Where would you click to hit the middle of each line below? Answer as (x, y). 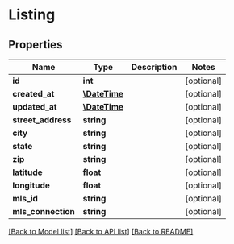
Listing (32, 15)
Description (154, 67)
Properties (36, 45)
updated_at (35, 107)
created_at (33, 94)
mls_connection (44, 211)
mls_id (25, 199)
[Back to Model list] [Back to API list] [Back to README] (101, 232)
